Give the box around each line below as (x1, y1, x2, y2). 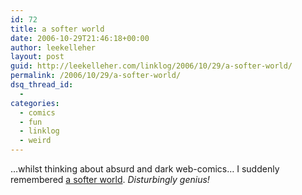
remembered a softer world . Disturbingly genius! (10, 174, 210, 185)
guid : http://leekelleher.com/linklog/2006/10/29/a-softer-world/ (10, 61, 293, 71)
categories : (10, 98, 60, 108)
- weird (19, 136, 52, 146)
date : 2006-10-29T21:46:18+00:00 (10, 33, 150, 43)
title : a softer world (10, 24, 105, 34)
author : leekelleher (10, 42, 97, 53)
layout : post (10, 52, 65, 62)
